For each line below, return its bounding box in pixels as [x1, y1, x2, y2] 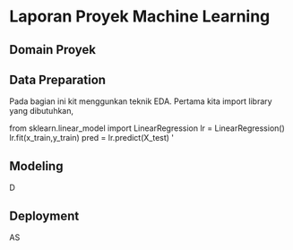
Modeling [9, 159, 64, 174]
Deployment [9, 208, 80, 223]
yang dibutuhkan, [9, 106, 74, 116]
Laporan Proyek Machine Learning [9, 6, 271, 27]
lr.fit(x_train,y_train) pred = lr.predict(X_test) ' [9, 133, 175, 143]
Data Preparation [9, 72, 106, 87]
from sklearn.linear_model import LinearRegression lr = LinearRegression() [9, 123, 285, 134]
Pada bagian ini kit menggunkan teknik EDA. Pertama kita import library [9, 96, 272, 107]
